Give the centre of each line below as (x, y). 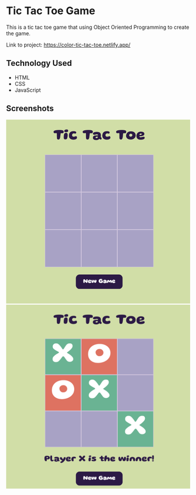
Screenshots (30, 109)
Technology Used (39, 63)
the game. (18, 33)
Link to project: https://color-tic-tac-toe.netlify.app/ (68, 45)
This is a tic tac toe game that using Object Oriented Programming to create (98, 27)
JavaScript (28, 90)
